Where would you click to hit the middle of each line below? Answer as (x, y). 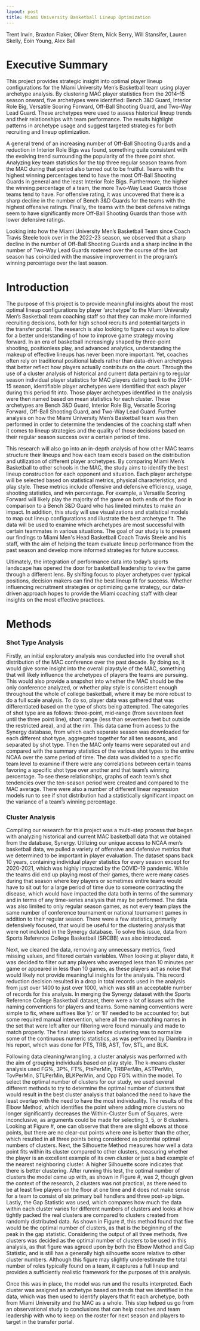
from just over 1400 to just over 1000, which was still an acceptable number (99, 988)
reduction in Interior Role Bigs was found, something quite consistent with (97, 150)
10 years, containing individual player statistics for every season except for (98, 862)
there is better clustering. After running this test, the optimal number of (93, 1171)
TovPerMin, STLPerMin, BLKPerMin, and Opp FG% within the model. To (94, 1075)
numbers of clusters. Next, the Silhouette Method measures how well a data (99, 1145)
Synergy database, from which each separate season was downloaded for (98, 732)
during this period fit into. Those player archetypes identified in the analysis (99, 392)
